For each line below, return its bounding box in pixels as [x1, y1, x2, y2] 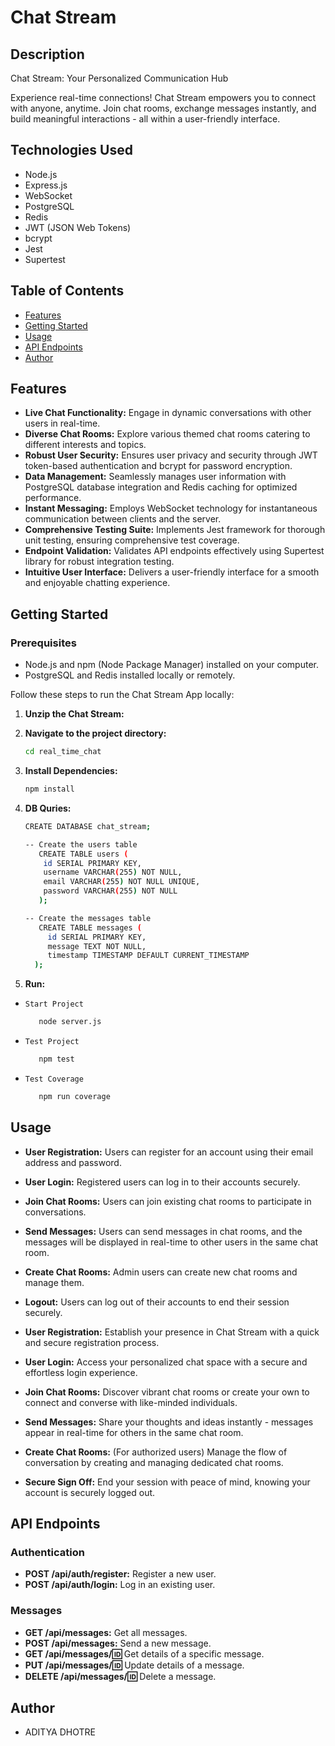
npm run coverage [38, 1091, 111, 1101]
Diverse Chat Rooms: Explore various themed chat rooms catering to [24, 428, 311, 440]
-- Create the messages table [24, 913, 152, 923]
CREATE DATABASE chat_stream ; [24, 821, 152, 831]
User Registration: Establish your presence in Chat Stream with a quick [24, 1326, 320, 1338]
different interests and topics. [24, 439, 147, 451]
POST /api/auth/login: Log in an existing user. [24, 1579, 216, 1591]
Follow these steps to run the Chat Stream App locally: [10, 689, 235, 701]
